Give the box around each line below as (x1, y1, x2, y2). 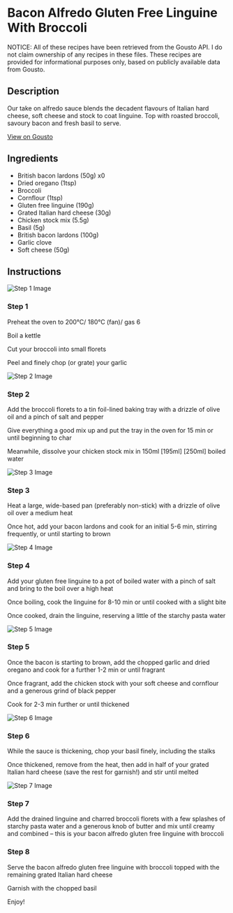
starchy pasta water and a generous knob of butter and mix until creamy (7, 822, 215, 831)
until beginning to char (7, 433, 72, 442)
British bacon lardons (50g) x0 (17, 171, 105, 180)
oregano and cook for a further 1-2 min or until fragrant (7, 666, 165, 674)
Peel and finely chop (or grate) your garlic (7, 358, 128, 366)
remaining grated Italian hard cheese (7, 870, 113, 879)
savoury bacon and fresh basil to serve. (7, 119, 121, 127)
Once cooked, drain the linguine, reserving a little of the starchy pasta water (7, 611, 226, 619)
